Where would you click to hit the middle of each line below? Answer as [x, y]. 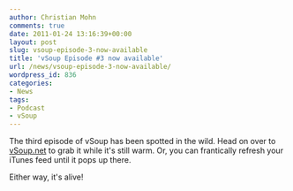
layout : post [33, 42]
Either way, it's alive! [46, 177]
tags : [19, 99]
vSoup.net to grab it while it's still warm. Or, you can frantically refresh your [146, 150]
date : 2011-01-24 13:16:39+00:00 [71, 34]
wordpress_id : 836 [43, 75]
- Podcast [27, 108]
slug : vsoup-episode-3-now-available [79, 50]
